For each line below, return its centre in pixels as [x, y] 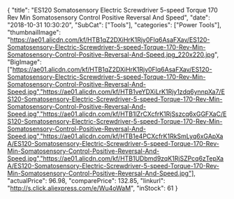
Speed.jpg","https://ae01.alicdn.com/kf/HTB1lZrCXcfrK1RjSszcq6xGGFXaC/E [117, 114]
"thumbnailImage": [34, 32]
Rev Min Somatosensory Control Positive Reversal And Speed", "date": [109, 17]
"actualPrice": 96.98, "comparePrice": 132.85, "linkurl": [86, 180]
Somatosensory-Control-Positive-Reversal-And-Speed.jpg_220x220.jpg [111, 54]
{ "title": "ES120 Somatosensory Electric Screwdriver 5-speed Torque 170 [112, 10]
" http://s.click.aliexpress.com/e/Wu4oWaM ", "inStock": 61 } [93, 188]
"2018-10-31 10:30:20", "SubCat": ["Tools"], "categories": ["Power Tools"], [114, 25]
